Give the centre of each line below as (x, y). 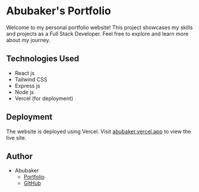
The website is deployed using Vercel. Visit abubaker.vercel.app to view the (99, 131)
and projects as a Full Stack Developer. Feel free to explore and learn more (97, 33)
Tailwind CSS (31, 79)
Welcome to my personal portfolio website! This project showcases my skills (99, 27)
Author (19, 156)
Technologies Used (42, 59)
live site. (16, 137)
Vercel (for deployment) (44, 98)
